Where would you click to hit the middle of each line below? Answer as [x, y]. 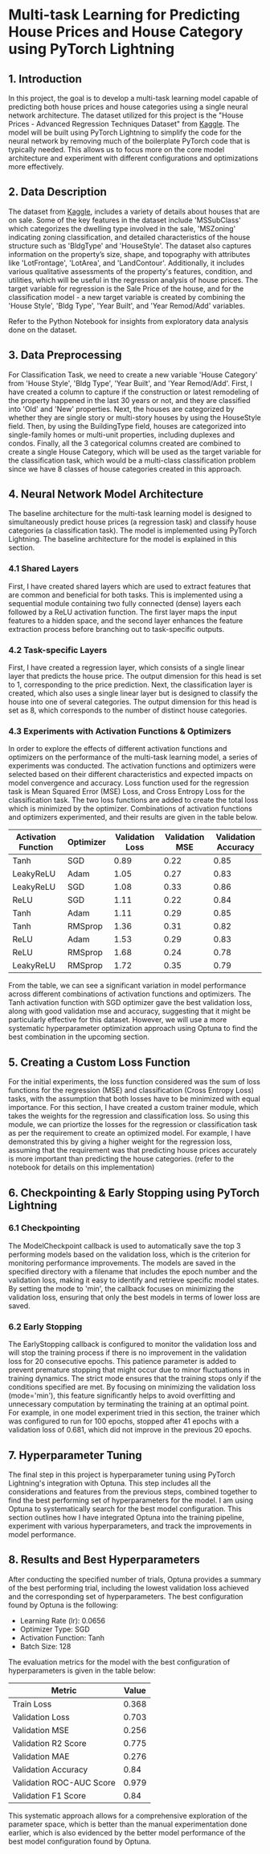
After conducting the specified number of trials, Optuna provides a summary [135, 1579]
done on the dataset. [43, 330]
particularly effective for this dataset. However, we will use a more [118, 1020]
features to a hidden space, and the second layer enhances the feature [126, 620]
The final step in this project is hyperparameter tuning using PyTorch [122, 1474]
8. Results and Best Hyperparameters [104, 1560]
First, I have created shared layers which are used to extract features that [130, 586]
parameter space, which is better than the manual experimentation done [128, 1824]
